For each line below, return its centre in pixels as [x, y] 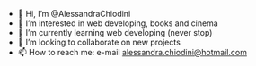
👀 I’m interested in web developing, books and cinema [118, 23]
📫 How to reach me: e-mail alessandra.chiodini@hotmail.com [132, 52]
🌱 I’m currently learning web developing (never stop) [115, 33]
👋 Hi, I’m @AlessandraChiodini [74, 14]
